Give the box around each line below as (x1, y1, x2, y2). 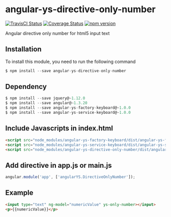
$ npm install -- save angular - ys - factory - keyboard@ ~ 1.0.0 (5, 105, 131, 110)
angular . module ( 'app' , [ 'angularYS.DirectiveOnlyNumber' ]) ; (5, 174, 136, 180)
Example (5, 189, 34, 197)
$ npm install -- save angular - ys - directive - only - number (5, 68, 126, 73)
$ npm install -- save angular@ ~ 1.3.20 (5, 101, 88, 106)
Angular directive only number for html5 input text (5, 30, 110, 36)
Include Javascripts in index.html (5, 124, 113, 133)
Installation (5, 45, 42, 54)
